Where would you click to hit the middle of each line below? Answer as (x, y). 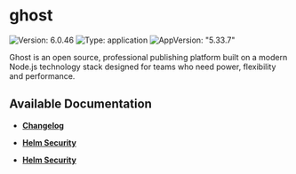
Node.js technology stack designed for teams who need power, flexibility (143, 67)
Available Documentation (81, 104)
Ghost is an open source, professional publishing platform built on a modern (148, 57)
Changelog (43, 125)
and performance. (42, 75)
